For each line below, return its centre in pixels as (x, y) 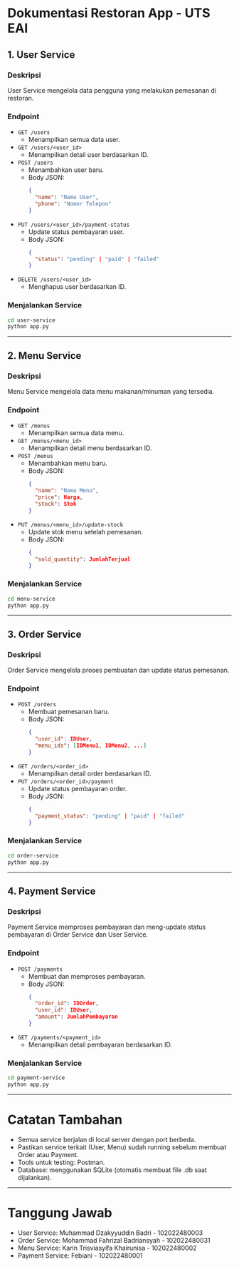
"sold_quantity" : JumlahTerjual (83, 559)
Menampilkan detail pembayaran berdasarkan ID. (100, 1044)
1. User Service (41, 55)
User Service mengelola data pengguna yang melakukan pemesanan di (112, 90)
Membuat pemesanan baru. (69, 712)
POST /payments (40, 969)
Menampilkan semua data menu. (76, 433)
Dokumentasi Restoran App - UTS (109, 13)
